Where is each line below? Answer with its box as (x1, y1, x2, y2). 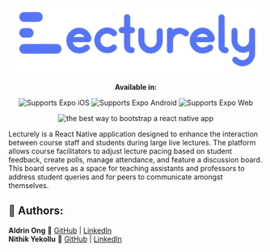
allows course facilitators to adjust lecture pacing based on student (8, 146, 233, 156)
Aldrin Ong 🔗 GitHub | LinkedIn (8, 225, 112, 235)
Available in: (114, 82, 158, 91)
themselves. (8, 180, 49, 190)
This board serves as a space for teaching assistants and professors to (8, 163, 245, 173)
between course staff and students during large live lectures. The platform (8, 137, 256, 147)
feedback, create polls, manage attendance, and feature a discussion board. (8, 154, 263, 164)
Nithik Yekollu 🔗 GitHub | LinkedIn (8, 233, 123, 244)
